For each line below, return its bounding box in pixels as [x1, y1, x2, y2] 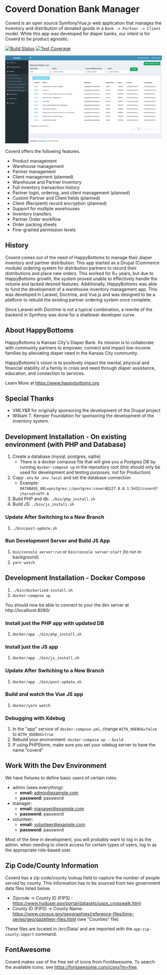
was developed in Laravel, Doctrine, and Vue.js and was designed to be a [5, 291, 156, 297]
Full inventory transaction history [12, 184, 80, 190]
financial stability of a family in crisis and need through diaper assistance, [5, 365, 156, 371]
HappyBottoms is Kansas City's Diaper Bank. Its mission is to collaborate [5, 339, 154, 345]
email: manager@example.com [19, 806, 84, 812]
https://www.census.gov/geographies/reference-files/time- [12, 911, 134, 917]
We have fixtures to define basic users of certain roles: [5, 775, 118, 781]
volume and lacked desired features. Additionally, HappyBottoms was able [5, 280, 158, 287]
